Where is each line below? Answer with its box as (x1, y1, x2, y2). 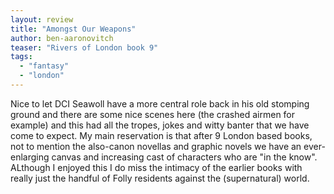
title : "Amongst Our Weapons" (10, 24, 137, 34)
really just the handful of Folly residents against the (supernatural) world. (10, 172, 310, 184)
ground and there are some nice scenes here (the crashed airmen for (10, 108, 296, 120)
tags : (10, 52, 33, 62)
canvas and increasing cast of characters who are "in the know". (51, 151, 318, 163)
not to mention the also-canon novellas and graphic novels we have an (10, 140, 302, 152)
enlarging (10, 151, 50, 163)
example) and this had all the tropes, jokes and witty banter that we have (10, 119, 310, 131)
